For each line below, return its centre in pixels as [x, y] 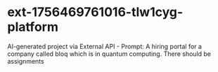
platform [33, 27]
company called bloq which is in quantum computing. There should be [109, 54]
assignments [26, 61]
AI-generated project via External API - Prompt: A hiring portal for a [105, 46]
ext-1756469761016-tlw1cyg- [95, 12]
